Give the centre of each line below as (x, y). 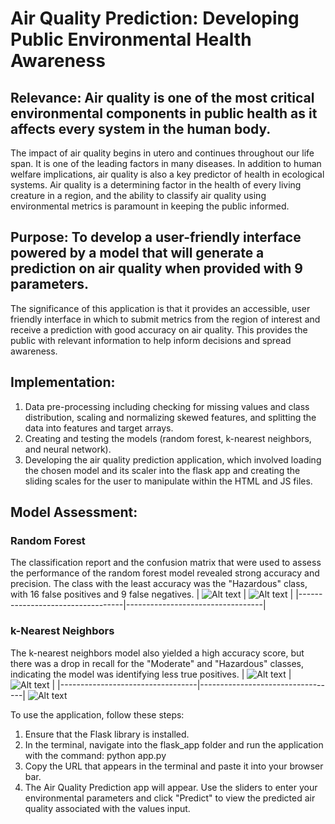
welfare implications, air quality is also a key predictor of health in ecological (167, 174)
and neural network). (68, 449)
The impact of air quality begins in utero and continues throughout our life (162, 153)
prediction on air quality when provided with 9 (156, 268)
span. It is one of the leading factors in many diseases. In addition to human (166, 163)
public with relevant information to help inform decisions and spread (151, 340)
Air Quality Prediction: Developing (155, 18)
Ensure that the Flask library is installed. (107, 734)
